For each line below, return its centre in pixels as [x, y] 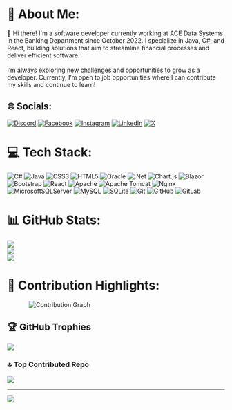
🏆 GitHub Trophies [49, 327]
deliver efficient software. [44, 55]
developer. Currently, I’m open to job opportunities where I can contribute [112, 77]
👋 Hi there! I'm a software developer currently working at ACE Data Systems [115, 33]
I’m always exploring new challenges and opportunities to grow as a [104, 70]
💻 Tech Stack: [50, 152]
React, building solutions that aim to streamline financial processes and [108, 48]
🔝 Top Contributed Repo [48, 364]
